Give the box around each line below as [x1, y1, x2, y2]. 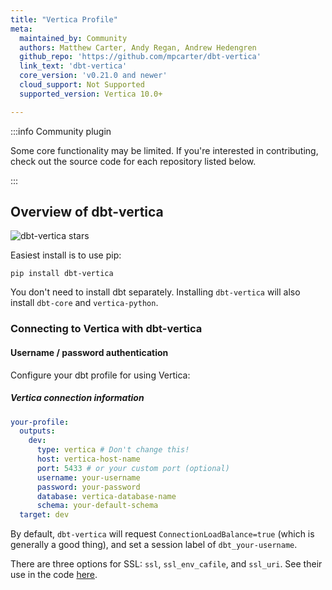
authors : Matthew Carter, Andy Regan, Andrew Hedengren [19, 42, 257, 53]
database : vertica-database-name [36, 491, 177, 501]
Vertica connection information [10, 392, 145, 404]
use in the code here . [10, 569, 98, 581]
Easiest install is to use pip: [10, 249, 122, 261]
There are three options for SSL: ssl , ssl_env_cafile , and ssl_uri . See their [10, 558, 323, 570]
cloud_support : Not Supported [19, 80, 145, 90]
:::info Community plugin [10, 125, 112, 137]
